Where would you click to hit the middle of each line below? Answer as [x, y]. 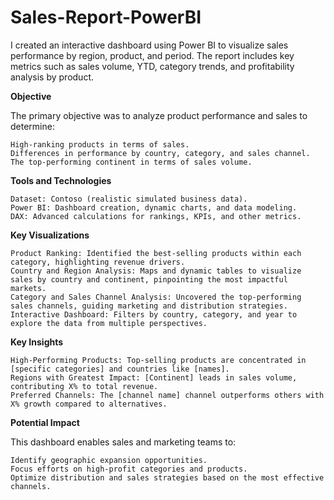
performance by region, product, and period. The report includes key [152, 55]
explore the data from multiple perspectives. [109, 323]
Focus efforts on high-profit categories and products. [129, 469]
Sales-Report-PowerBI [106, 17]
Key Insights [37, 342]
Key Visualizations [50, 235]
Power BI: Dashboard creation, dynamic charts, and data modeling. [154, 207]
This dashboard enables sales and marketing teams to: [123, 442]
